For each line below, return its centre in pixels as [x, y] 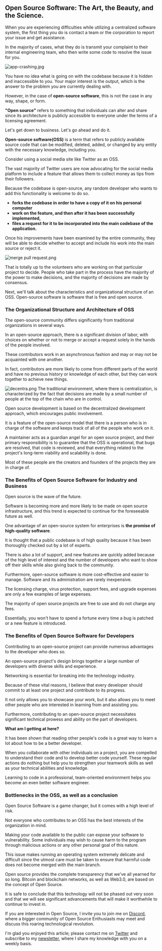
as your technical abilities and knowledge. [47, 768]
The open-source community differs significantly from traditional [70, 320]
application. [24, 228]
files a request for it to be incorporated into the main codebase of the [82, 223]
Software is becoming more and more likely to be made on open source [76, 506]
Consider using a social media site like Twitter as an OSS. [62, 159]
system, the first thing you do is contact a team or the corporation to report [80, 32]
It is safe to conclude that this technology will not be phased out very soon [79, 894]
